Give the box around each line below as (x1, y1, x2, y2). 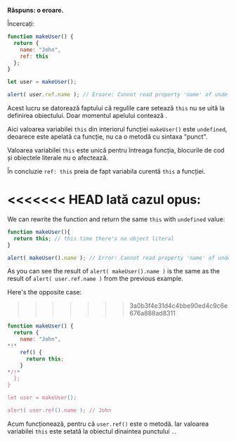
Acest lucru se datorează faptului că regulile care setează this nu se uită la (7, 104, 225, 112)
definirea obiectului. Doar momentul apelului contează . (7, 112, 167, 119)
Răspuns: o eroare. (7, 6, 65, 14)
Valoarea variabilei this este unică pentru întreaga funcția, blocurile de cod (7, 146, 225, 154)
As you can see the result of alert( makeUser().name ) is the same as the (7, 267, 220, 275)
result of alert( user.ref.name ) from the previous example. (7, 274, 184, 283)
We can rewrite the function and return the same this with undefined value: (7, 214, 225, 223)
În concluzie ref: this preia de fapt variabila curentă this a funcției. (7, 167, 206, 175)
